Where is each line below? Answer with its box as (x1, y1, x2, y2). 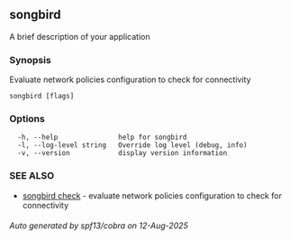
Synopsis (9, 53, 51, 66)
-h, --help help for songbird (17, 133, 187, 143)
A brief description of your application (9, 31, 150, 42)
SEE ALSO (9, 170, 55, 182)
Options (9, 113, 45, 125)
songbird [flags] (9, 92, 75, 101)
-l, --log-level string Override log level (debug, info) (17, 141, 248, 150)
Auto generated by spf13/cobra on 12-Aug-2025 (9, 220, 189, 231)
